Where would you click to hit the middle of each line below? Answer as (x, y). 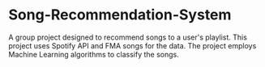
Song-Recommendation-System (120, 15)
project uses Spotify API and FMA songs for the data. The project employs (132, 45)
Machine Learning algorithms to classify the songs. (94, 54)
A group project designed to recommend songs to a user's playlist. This (128, 37)
